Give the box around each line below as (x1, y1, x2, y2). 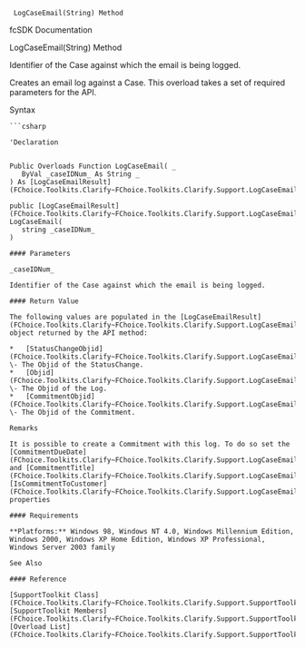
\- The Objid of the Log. (9, 384, 107, 393)
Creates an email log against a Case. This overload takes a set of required (9, 77, 286, 88)
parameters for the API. (9, 87, 97, 97)
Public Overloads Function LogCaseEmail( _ (9, 162, 177, 171)
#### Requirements (9, 511, 79, 520)
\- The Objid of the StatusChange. (9, 360, 144, 369)
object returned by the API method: (9, 329, 148, 338)
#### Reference (9, 574, 67, 584)
